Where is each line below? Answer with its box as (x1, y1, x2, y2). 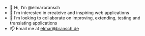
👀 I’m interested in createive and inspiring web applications (9, 10, 129, 16)
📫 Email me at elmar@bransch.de (9, 26, 79, 31)
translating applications (9, 20, 58, 26)
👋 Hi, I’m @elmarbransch (9, 5, 60, 10)
